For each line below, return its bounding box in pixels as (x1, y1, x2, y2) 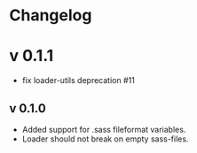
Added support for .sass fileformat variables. (21, 124, 186, 134)
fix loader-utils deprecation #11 (21, 75, 135, 86)
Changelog (9, 5, 92, 26)
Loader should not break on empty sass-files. (21, 134, 189, 144)
